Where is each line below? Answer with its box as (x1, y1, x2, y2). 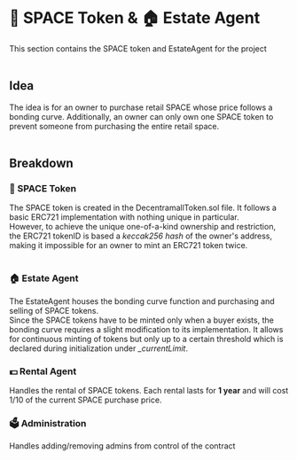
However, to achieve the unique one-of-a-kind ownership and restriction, (9, 222, 277, 232)
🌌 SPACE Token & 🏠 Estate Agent (9, 8, 261, 28)
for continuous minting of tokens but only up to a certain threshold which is (9, 333, 284, 344)
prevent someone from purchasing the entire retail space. (9, 121, 220, 131)
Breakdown (9, 156, 74, 171)
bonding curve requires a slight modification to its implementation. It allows (9, 324, 284, 334)
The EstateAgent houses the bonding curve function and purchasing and (9, 295, 275, 307)
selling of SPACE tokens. (9, 305, 99, 316)
